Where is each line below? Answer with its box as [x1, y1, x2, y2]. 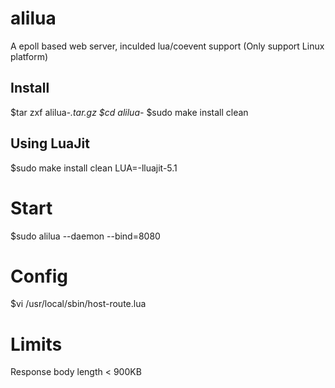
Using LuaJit [10, 135, 90, 152]
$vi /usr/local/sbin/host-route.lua [10, 298, 147, 310]
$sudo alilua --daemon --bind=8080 [10, 230, 161, 242]
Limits [10, 333, 63, 356]
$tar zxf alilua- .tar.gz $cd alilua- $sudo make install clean [10, 106, 249, 118]
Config [10, 265, 68, 287]
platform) [10, 50, 49, 62]
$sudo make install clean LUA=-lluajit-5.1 [10, 162, 178, 174]
